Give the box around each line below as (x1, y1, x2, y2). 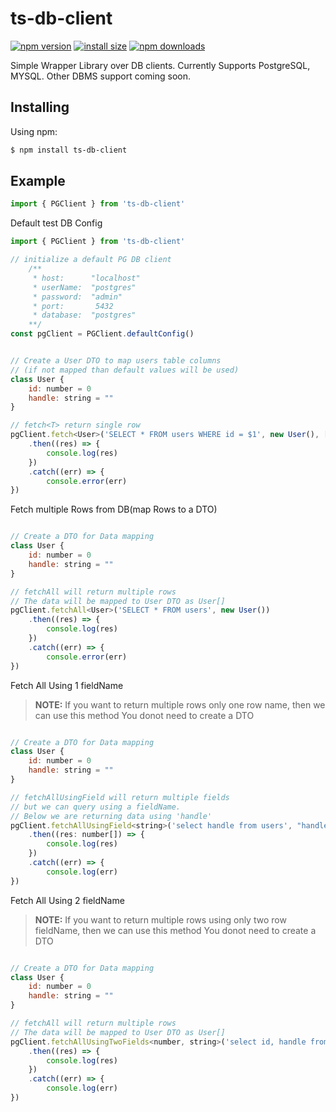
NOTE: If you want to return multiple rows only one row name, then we (34, 698, 326, 711)
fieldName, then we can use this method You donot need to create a (34, 924, 317, 936)
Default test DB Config (10, 217, 103, 229)
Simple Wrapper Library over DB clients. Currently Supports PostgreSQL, (10, 59, 311, 71)
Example (10, 173, 66, 190)
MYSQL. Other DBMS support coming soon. (10, 70, 192, 82)
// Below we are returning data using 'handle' (10, 811, 213, 821)
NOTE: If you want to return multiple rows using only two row (34, 913, 287, 926)
